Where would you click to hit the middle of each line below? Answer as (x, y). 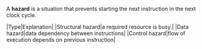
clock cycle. (21, 15)
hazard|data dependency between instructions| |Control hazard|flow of (96, 33)
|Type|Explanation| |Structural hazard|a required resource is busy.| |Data (98, 27)
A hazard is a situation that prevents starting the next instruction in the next (101, 9)
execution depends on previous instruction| (61, 40)
